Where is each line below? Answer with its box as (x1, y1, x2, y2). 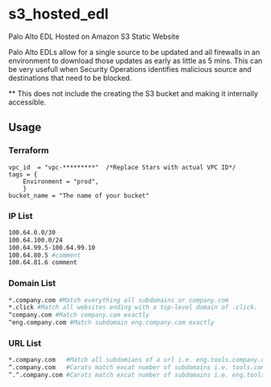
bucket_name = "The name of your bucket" (8, 191, 150, 200)
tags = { (8, 170, 38, 179)
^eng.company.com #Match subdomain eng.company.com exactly (8, 318, 215, 327)
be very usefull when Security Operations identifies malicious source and (8, 64, 252, 74)
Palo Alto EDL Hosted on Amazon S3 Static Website (8, 32, 180, 41)
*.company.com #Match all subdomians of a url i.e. (8, 356, 194, 364)
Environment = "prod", (23, 177, 99, 186)
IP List (8, 210, 33, 221)
